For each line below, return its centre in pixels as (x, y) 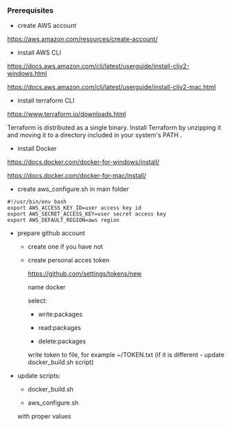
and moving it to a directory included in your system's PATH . (95, 135)
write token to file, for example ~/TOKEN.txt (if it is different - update (126, 355)
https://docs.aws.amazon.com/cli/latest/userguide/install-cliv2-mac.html (112, 87)
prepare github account (51, 233)
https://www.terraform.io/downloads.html (67, 114)
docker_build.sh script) (61, 362)
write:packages (60, 314)
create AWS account (47, 26)
